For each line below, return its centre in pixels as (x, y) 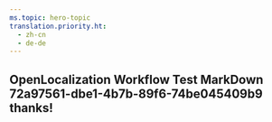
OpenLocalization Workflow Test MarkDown (136, 79)
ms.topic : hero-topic (50, 18)
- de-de (32, 43)
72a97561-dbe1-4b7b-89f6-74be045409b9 (136, 94)
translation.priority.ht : (58, 26)
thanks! (32, 108)
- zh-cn (32, 34)
